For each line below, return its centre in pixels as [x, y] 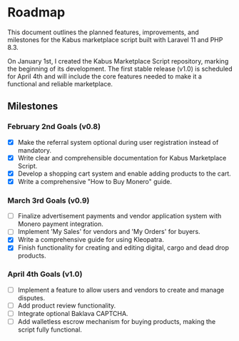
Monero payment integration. [60, 224]
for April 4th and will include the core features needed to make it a [105, 76]
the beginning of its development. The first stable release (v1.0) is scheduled [120, 68]
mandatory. [35, 150]
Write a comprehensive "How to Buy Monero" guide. [95, 181]
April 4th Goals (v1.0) [45, 274]
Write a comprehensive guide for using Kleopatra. [91, 240]
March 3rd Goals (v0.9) [49, 200]
